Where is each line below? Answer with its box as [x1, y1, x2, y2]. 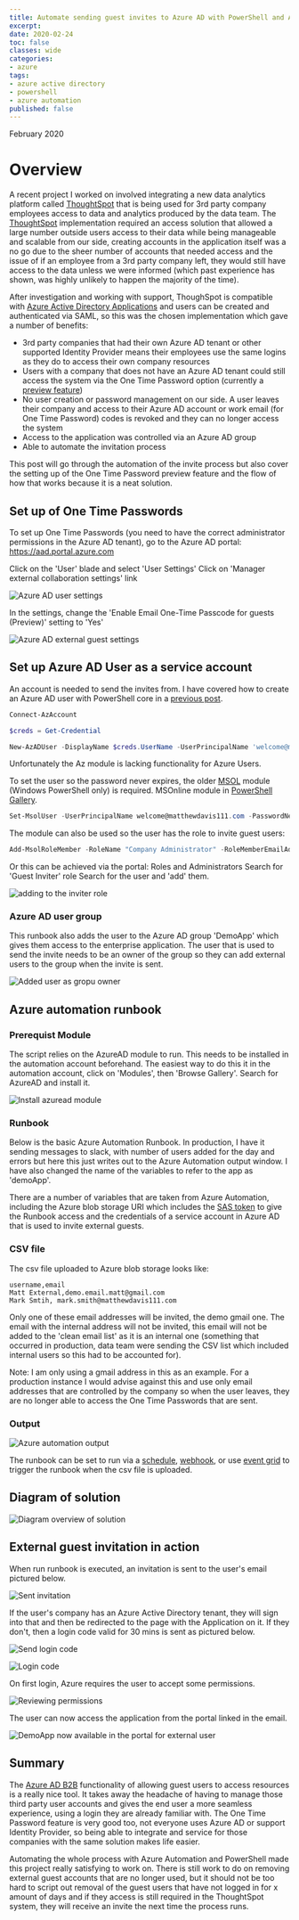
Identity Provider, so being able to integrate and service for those [9, 1826, 247, 1837]
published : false [9, 104, 74, 113]
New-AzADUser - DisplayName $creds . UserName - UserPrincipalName [9, 742, 249, 751]
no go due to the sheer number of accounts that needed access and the [9, 246, 273, 257]
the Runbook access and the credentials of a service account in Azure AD [9, 1211, 280, 1221]
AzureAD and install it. [9, 1077, 91, 1088]
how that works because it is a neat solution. [9, 478, 174, 488]
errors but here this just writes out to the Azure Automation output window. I [9, 1156, 287, 1167]
